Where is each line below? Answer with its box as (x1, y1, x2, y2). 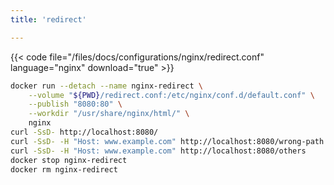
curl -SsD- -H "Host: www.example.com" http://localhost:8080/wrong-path (10, 136, 325, 146)
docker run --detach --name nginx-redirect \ (10, 81, 203, 91)
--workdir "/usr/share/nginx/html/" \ (28, 109, 190, 119)
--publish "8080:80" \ (28, 99, 123, 110)
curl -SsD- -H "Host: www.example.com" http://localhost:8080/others (10, 146, 307, 156)
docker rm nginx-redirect (10, 164, 118, 175)
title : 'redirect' (10, 14, 87, 25)
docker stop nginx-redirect (10, 155, 128, 165)
